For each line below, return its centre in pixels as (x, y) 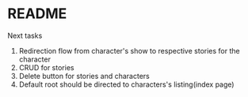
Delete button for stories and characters (84, 76)
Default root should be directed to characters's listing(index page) (126, 84)
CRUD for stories (46, 67)
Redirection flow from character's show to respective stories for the (129, 50)
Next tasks (25, 35)
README (37, 14)
